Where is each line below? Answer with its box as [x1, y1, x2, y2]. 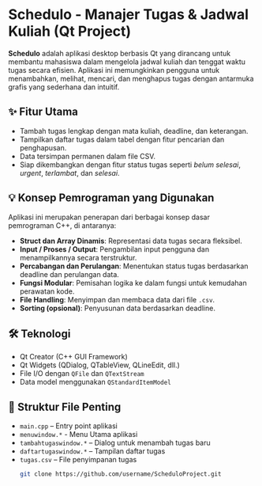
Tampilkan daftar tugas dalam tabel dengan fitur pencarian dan [19, 135, 225, 144]
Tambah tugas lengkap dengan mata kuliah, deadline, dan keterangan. [19, 126, 249, 135]
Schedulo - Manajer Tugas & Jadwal [8, 6, 249, 24]
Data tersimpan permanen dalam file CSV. [19, 151, 156, 161]
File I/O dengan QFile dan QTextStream [19, 369, 144, 378]
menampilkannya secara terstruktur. [19, 252, 137, 262]
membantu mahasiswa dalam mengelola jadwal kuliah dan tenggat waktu [8, 57, 246, 66]
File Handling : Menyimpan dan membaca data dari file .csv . [19, 294, 215, 304]
